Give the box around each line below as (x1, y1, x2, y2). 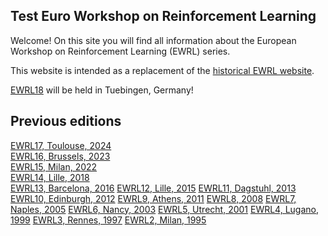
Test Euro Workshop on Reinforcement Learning (10, 8, 317, 25)
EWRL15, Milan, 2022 (10, 160, 98, 173)
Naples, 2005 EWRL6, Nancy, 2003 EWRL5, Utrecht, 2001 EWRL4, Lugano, (10, 203, 320, 215)
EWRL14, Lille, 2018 (10, 171, 90, 183)
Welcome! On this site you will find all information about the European (10, 34, 297, 46)
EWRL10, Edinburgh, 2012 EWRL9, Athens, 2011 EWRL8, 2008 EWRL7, (10, 192, 297, 204)
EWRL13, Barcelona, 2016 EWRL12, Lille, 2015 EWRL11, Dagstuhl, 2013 (10, 182, 297, 194)
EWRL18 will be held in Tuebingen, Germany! (10, 84, 194, 96)
